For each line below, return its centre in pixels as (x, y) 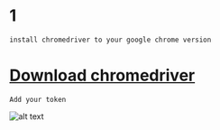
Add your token (38, 99)
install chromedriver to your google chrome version (110, 40)
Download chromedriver (102, 75)
